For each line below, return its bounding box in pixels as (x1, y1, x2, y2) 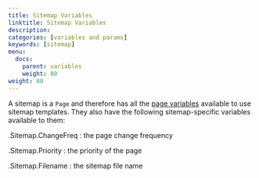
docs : (15, 56, 34, 64)
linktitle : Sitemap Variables (8, 19, 107, 27)
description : (8, 26, 51, 34)
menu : (8, 48, 26, 56)
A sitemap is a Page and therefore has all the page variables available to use (8, 99, 252, 108)
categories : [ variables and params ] (8, 33, 128, 42)
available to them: (8, 115, 66, 125)
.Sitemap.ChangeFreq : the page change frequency (8, 130, 174, 140)
